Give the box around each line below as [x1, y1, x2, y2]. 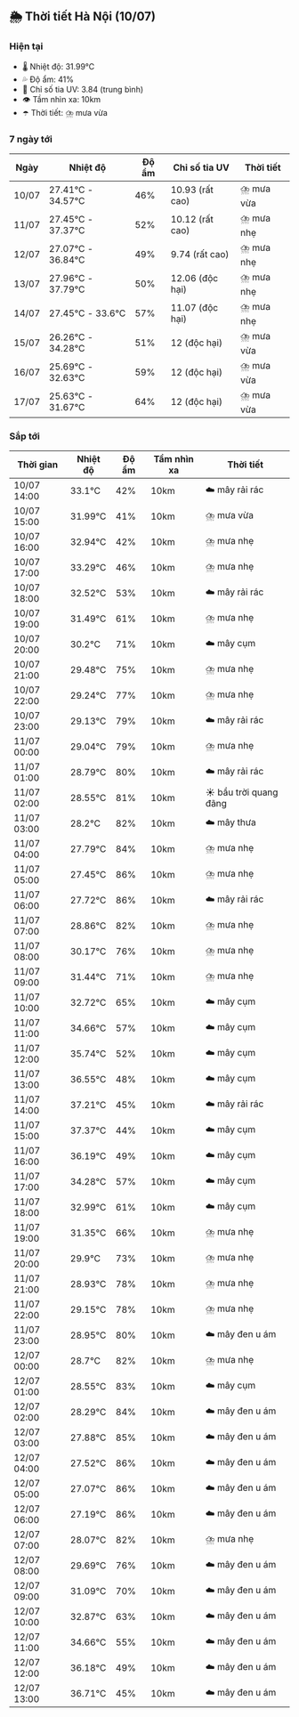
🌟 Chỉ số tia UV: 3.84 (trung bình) [21, 84, 144, 94]
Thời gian [17, 458, 59, 471]
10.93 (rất [170, 183, 214, 196]
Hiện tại [9, 40, 44, 53]
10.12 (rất [170, 214, 214, 226]
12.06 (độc [170, 272, 219, 285]
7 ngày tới [9, 133, 53, 145]
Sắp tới [9, 430, 40, 442]
